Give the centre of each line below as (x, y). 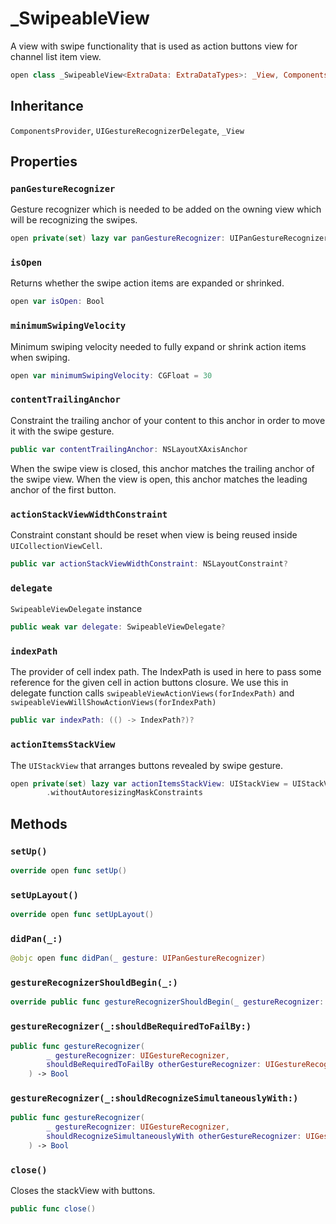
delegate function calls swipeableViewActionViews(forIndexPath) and (152, 693)
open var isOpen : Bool (57, 302)
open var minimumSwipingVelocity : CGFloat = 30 (111, 375)
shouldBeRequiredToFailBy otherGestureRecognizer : (154, 1065)
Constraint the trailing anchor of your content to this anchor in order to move (168, 420)
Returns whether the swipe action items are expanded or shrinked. (147, 283)
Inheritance (47, 106)
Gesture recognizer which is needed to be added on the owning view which (166, 209)
